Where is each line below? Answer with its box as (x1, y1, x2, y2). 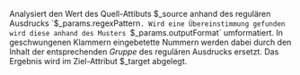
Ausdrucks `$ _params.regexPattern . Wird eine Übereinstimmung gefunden (9, 18, 286, 29)
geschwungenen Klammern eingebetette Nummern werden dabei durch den (9, 37, 292, 47)
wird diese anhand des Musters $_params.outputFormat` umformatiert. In (9, 28, 283, 37)
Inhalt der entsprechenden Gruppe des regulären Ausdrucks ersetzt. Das (9, 46, 279, 57)
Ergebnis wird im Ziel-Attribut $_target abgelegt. (9, 56, 188, 66)
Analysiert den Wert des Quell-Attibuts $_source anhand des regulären (9, 9, 271, 19)
